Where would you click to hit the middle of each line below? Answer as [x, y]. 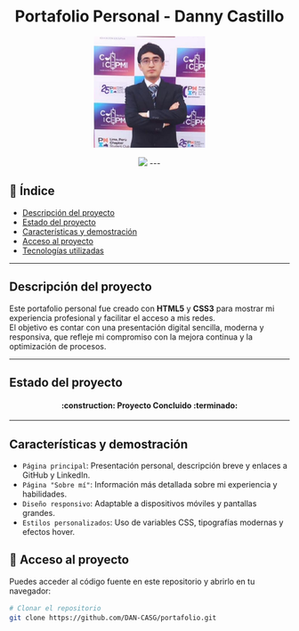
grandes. [38, 512]
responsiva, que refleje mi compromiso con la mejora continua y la [131, 337]
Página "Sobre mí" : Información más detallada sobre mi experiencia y [149, 484]
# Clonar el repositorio [55, 608]
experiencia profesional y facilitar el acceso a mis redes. [113, 317]
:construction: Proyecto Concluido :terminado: [149, 405]
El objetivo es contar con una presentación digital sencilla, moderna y [137, 327]
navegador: [30, 591]
